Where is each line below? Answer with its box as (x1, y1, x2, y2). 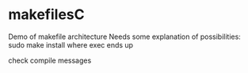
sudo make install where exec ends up (8, 40, 133, 49)
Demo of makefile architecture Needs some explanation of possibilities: (8, 32, 242, 41)
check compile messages (8, 56, 92, 65)
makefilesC (8, 6, 85, 24)
